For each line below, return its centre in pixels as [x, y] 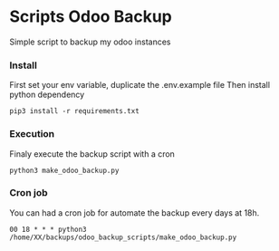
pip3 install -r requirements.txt [75, 111]
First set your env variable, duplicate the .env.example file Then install [139, 85]
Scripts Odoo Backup [91, 17]
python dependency [47, 95]
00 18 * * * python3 [48, 229]
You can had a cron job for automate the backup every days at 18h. [135, 212]
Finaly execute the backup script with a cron [92, 154]
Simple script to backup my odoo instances [90, 42]
